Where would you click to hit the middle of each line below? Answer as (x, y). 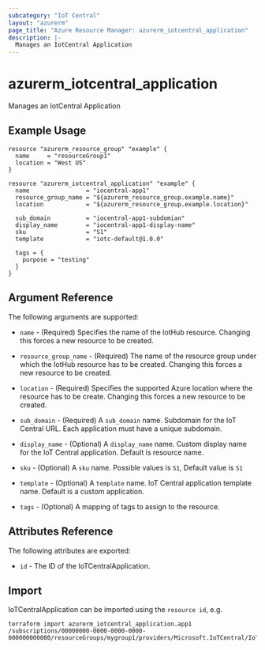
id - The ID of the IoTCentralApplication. (85, 565)
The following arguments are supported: (74, 316)
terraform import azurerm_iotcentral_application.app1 (100, 624)
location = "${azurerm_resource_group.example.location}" (132, 204)
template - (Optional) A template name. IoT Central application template (136, 482)
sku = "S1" (62, 232)
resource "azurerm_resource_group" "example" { (88, 149)
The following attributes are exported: (69, 550)
